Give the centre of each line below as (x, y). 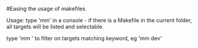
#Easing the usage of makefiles (46, 9)
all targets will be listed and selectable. (55, 27)
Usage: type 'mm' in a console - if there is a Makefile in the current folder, (99, 20)
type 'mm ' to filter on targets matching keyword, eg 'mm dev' (84, 38)
